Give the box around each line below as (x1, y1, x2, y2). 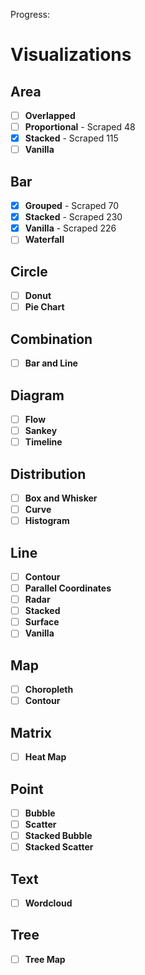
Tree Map (24, 953, 66, 965)
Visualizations (10, 44, 132, 66)
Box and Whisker (24, 492, 98, 504)
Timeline (24, 436, 63, 448)
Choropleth (24, 684, 74, 696)
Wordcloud (24, 897, 73, 909)
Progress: (10, 9, 50, 20)
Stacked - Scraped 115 (24, 132, 119, 144)
